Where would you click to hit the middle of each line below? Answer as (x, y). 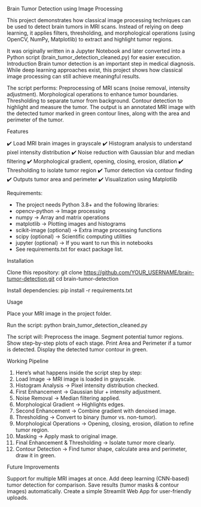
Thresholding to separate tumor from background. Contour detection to (95, 101)
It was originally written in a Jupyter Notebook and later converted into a (96, 51)
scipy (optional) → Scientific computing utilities (73, 236)
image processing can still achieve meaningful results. (74, 76)
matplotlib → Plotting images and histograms (71, 224)
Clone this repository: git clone (45, 272)
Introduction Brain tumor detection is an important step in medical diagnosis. (101, 63)
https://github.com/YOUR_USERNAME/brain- (139, 272)
